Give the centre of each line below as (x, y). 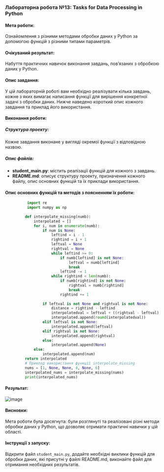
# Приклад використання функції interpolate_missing (80, 363)
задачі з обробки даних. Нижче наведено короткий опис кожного (74, 101)
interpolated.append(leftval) (82, 327)
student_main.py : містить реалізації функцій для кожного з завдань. (84, 171)
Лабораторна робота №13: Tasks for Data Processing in (74, 7)
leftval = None (67, 244)
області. (14, 432)
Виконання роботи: (26, 118)
